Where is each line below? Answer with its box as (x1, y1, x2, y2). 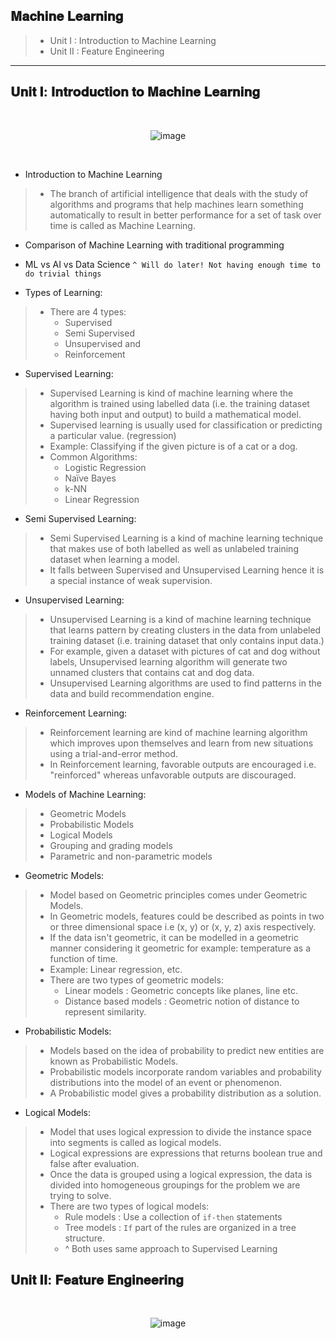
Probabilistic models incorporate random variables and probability (49, 1065, 322, 1078)
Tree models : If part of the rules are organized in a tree (64, 1221, 297, 1233)
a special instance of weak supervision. (49, 574, 213, 586)
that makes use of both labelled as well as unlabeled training (49, 542, 299, 554)
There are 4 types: (49, 305, 127, 318)
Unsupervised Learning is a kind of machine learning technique (49, 613, 312, 625)
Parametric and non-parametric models (49, 850, 213, 862)
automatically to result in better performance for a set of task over (49, 209, 322, 221)
